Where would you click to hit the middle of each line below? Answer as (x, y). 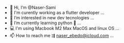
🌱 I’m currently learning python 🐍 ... (45, 23)
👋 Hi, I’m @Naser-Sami (33, 7)
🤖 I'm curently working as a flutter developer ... (57, 13)
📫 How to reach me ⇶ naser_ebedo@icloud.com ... (62, 36)
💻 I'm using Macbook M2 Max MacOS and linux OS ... (64, 28)
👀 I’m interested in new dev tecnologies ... (52, 18)
